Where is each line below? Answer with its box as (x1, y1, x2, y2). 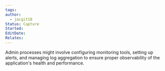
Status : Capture (5, 21, 39, 27)
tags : (5, 7, 17, 13)
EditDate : (5, 31, 26, 36)
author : (5, 12, 22, 17)
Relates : (5, 36, 24, 41)
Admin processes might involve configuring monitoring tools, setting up (5, 49, 153, 55)
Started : (5, 26, 24, 31)
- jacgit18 (10, 17, 33, 22)
